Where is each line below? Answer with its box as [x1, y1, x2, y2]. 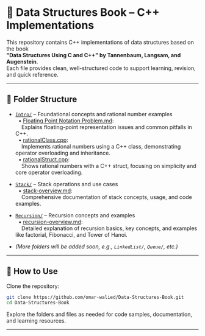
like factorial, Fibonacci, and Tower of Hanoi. [15, 231, 128, 238]
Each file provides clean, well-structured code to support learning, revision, [6, 64, 196, 72]
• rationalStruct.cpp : [18, 155, 70, 163]
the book [6, 45, 29, 52]
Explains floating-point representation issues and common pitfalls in [21, 123, 192, 130]
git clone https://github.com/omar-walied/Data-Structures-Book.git [6, 294, 184, 300]
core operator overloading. [15, 169, 83, 176]
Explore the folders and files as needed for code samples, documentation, [6, 310, 193, 318]
